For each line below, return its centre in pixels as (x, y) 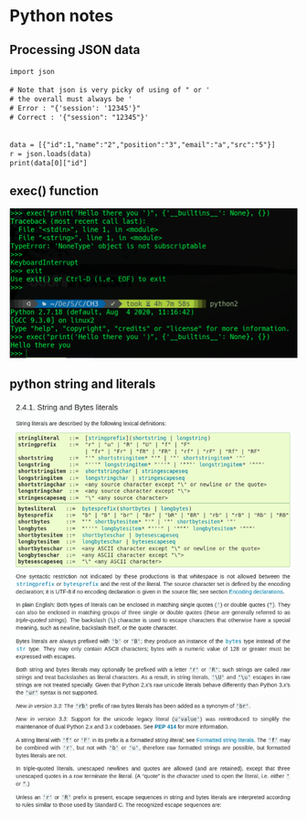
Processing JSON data (75, 50)
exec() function (54, 191)
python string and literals (83, 383)
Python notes (62, 16)
